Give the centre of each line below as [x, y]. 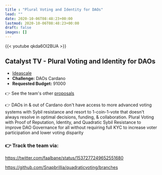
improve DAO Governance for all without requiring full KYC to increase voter [81, 127]
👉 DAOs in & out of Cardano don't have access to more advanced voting [79, 105]
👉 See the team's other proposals [40, 93]
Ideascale [22, 73]
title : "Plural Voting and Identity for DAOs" [54, 10]
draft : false [18, 28]
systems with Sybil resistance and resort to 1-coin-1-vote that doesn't [75, 112]
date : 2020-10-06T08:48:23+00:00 [39, 19]
